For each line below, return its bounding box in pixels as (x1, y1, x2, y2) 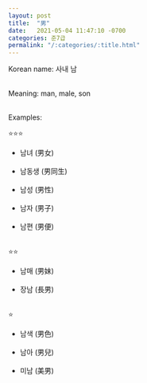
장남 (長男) (19, 285, 54, 294)
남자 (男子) (19, 203, 54, 213)
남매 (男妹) (19, 267, 54, 276)
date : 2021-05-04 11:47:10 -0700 (8, 26, 126, 34)
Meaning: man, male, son (8, 89, 91, 98)
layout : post (8, 11, 52, 20)
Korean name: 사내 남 (8, 65, 77, 74)
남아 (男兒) (19, 348, 54, 357)
